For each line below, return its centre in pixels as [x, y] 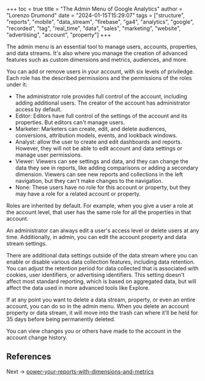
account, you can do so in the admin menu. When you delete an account [98, 306]
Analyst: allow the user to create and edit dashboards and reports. [99, 142]
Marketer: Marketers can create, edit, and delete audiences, [91, 129]
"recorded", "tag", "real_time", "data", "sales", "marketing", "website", [94, 28]
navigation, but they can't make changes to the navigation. [89, 181]
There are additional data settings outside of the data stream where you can [102, 255]
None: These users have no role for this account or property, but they [103, 187]
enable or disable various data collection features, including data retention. [101, 262]
